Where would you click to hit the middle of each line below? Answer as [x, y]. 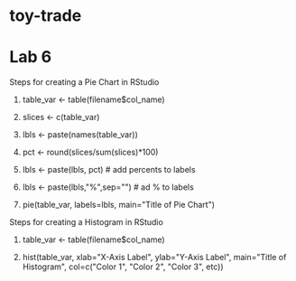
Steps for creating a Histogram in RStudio [87, 222]
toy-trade [46, 16]
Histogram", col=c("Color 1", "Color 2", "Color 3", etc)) [123, 267]
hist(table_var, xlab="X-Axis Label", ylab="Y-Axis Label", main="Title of [154, 258]
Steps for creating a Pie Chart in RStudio [84, 82]
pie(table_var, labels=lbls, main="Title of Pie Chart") [118, 205]
